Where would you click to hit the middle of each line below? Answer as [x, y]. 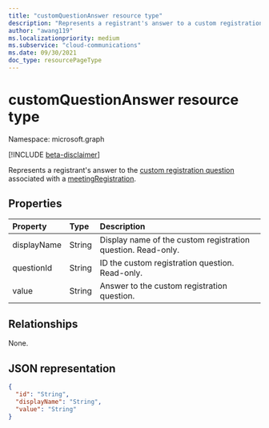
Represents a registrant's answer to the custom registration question [121, 170]
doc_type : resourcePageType [55, 61]
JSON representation [62, 368]
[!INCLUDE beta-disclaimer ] [54, 154]
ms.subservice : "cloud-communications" [75, 46]
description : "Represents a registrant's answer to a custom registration [136, 23]
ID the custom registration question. [167, 262]
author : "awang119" [41, 30]
